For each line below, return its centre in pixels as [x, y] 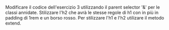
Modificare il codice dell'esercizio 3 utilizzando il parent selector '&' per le [83, 7]
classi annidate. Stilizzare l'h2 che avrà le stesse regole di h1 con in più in [82, 12]
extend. [13, 23]
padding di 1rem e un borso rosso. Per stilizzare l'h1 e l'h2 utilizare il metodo [85, 18]
